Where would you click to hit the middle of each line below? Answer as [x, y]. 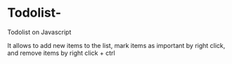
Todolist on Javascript [39, 32]
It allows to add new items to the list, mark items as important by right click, [116, 45]
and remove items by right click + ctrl [61, 53]
